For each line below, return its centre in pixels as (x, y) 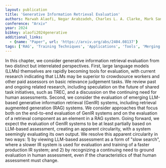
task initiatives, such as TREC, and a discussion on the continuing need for (81, 92)
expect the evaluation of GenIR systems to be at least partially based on (78, 124)
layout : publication (26, 10)
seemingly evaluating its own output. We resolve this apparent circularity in (82, 134)
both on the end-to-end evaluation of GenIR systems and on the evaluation (81, 113)
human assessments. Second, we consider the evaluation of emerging (77, 97)
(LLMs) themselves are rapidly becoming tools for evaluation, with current (80, 71)
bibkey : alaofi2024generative (36, 33)
